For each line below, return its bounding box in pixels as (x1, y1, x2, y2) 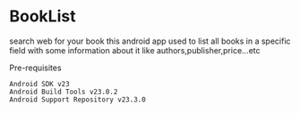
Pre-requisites (9, 62, 62, 73)
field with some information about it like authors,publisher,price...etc (9, 44, 261, 55)
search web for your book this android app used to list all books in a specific (9, 36, 291, 46)
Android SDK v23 (9, 79, 70, 88)
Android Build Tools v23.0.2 (9, 87, 118, 96)
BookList (9, 6, 76, 27)
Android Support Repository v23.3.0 (9, 95, 146, 104)
